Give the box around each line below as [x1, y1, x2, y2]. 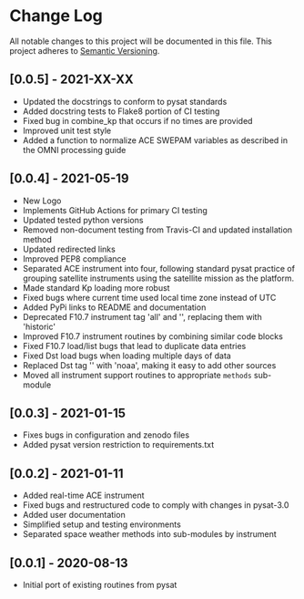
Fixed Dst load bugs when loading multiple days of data [22, 350, 232, 361]
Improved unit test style [22, 125, 112, 136]
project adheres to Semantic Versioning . [9, 45, 160, 56]
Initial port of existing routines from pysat [22, 580, 177, 590]
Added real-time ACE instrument [22, 490, 145, 501]
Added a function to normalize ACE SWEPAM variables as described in [22, 134, 289, 146]
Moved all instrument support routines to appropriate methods [22, 369, 252, 380]
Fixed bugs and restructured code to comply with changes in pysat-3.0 [22, 500, 289, 511]
